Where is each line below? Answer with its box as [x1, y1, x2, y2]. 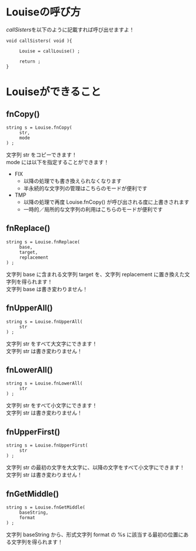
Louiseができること [6, 85, 101, 99]
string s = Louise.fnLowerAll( [6, 380, 83, 387]
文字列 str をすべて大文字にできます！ [6, 340, 98, 347]
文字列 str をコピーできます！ [6, 151, 78, 158]
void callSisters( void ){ [6, 38, 72, 44]
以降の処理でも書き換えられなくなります [23, 177, 122, 184]
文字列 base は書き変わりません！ [6, 285, 88, 292]
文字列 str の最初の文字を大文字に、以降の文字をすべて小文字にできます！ [6, 464, 185, 471]
